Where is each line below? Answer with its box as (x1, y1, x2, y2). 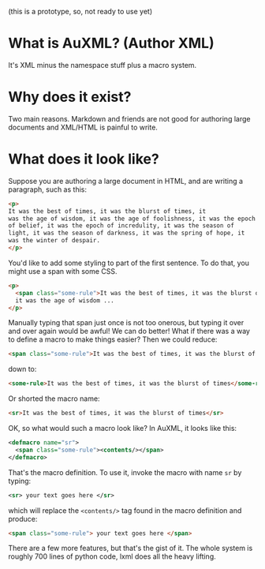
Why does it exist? (8, 88, 132, 106)
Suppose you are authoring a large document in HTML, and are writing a (8, 176, 243, 185)
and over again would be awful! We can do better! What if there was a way (8, 327, 251, 336)
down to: (8, 365, 37, 374)
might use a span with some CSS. (8, 266, 118, 275)
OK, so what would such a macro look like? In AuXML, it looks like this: (8, 424, 237, 433)
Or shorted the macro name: (8, 394, 100, 403)
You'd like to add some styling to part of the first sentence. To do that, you (8, 258, 250, 268)
